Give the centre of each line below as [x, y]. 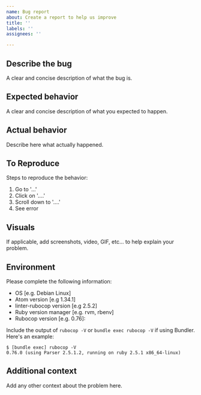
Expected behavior [42, 97]
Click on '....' [30, 196]
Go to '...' [26, 189]
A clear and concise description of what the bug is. [69, 78]
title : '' [19, 23]
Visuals [20, 227]
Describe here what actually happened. [55, 144]
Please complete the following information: [59, 281]
